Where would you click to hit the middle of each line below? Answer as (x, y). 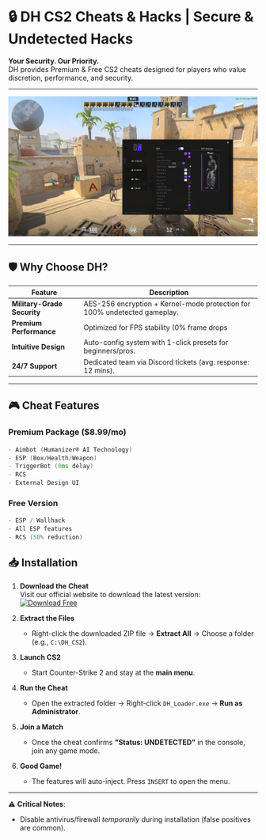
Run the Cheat (44, 687)
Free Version (33, 503)
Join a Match (41, 727)
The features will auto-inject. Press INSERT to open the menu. (131, 781)
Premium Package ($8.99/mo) (67, 432)
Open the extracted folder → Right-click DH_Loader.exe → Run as (137, 703)
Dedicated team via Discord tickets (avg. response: (166, 361)
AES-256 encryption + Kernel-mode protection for (167, 304)
